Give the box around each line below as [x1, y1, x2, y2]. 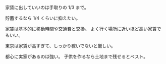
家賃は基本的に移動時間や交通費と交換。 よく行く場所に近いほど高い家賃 [5, 26, 157, 32]
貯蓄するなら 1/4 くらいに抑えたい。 [5, 15, 81, 21]
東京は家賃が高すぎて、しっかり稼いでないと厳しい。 [5, 43, 116, 49]
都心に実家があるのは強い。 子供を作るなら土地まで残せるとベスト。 [5, 53, 148, 59]
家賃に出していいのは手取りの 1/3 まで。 [5, 5, 89, 10]
